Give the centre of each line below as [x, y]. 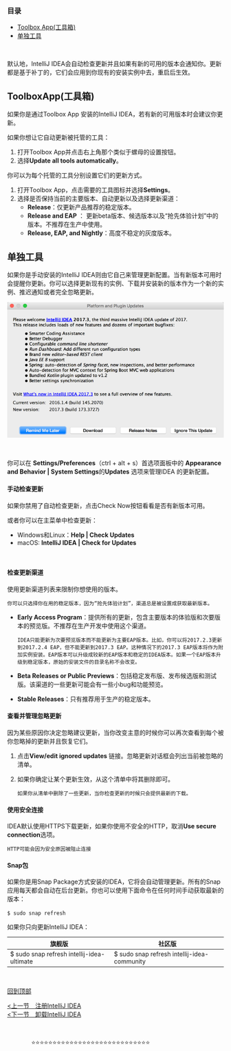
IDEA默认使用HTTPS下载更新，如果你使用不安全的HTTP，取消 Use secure [112, 826]
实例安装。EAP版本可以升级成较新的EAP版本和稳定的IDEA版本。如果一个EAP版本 [119, 655]
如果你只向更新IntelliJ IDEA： [48, 927]
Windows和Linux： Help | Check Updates [76, 535]
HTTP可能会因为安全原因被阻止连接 [49, 849]
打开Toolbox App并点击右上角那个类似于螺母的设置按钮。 [98, 152]
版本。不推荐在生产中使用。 [67, 225]
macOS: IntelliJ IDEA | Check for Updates [77, 542]
